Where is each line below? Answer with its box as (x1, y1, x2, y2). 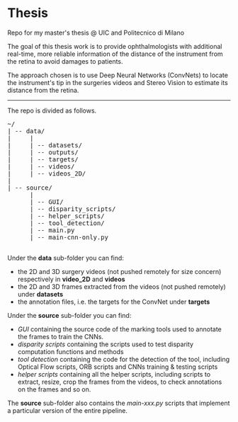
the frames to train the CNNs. (17, 332, 104, 341)
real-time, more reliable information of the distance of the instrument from (7, 50, 223, 58)
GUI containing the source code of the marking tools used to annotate (17, 324, 222, 333)
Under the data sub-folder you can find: (7, 253, 124, 262)
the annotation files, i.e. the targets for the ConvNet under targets (17, 297, 210, 306)
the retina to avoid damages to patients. (7, 57, 123, 65)
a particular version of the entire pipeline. (7, 406, 127, 415)
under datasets (17, 290, 64, 298)
